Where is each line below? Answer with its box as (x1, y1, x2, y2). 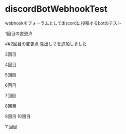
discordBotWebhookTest (5, 3, 108, 15)
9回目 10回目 (5, 113, 31, 119)
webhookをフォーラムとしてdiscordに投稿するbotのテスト (5, 20, 122, 26)
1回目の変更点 (5, 30, 33, 36)
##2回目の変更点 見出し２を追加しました (5, 40, 87, 47)
